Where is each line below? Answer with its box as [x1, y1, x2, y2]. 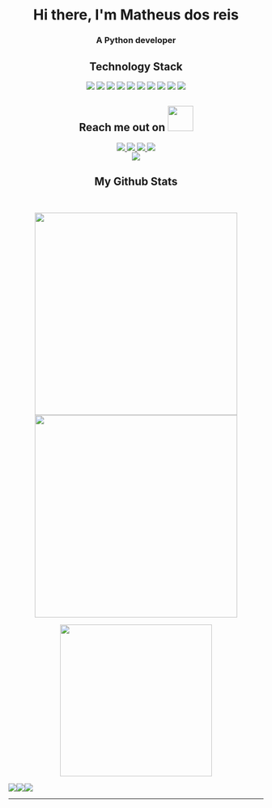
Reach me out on [79, 121, 166, 134]
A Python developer [96, 35, 176, 46]
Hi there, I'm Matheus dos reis [33, 6, 239, 24]
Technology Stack [89, 59, 183, 74]
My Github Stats [94, 175, 178, 189]
